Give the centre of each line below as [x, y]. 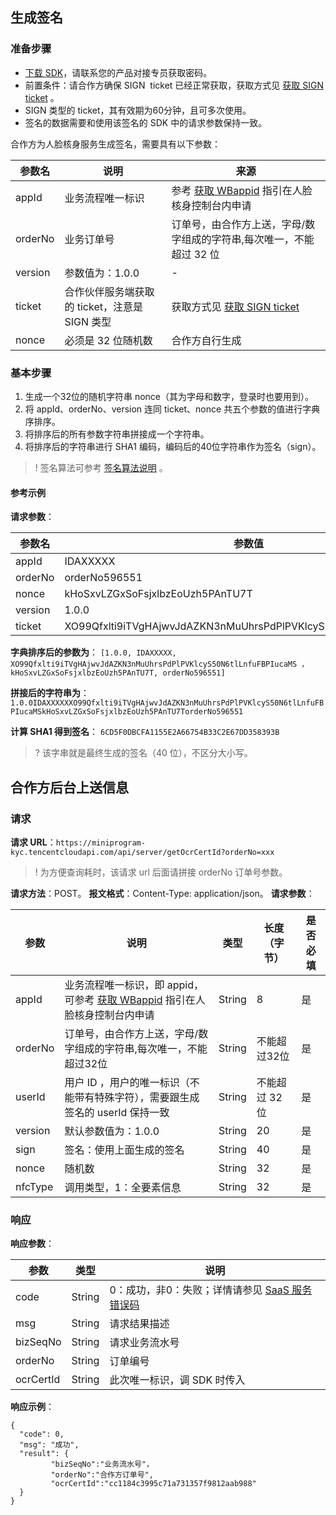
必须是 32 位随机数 [108, 340]
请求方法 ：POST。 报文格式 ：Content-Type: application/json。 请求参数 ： [162, 893]
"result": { [44, 1454]
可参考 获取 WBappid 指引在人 [135, 1000]
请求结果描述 [139, 1324]
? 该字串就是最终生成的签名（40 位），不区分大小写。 [143, 753]
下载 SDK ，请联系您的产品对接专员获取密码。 [118, 72]
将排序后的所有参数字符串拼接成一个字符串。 [117, 434]
